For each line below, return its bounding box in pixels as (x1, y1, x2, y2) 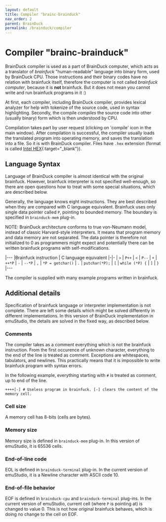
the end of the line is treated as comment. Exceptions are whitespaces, (5, 352, 150, 358)
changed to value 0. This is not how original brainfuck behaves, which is (5, 506, 152, 512)
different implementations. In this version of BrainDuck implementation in (5, 313, 154, 318)
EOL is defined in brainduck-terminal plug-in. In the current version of (5, 467, 148, 472)
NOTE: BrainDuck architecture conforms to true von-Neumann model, (5, 224, 147, 230)
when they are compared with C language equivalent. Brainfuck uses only (5, 204, 156, 209)
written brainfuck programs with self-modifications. (5, 245, 110, 251)
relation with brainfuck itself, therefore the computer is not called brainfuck (5, 79, 158, 85)
